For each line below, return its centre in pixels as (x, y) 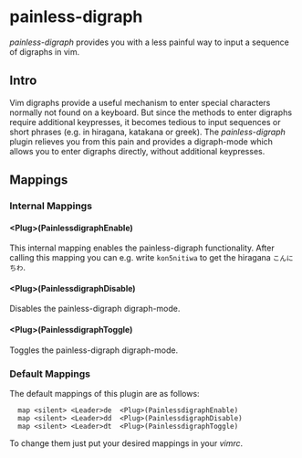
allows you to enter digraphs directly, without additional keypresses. (137, 151)
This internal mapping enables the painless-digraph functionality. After (142, 248)
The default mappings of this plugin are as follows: (104, 393)
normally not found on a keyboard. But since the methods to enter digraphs (151, 112)
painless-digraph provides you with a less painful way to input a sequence (150, 42)
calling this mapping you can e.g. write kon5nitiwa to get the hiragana (140, 258)
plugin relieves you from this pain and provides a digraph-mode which (141, 141)
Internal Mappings (51, 206)
